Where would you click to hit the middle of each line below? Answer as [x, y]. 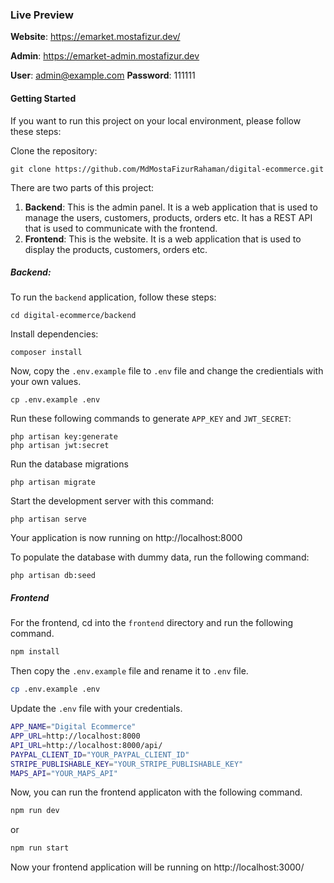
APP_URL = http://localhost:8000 [75, 736]
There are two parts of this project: [82, 187]
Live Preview [42, 15]
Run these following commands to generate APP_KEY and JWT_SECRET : [151, 419]
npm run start [40, 848]
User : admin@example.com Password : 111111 [103, 75]
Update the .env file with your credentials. [96, 709]
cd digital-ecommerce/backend [73, 316]
